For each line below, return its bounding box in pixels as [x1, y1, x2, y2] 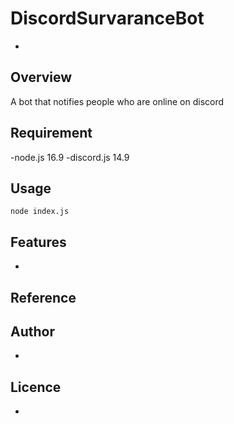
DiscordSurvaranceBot [10, 7, 205, 30]
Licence [10, 378, 62, 396]
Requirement [10, 125, 93, 142]
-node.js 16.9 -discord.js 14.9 [10, 151, 130, 163]
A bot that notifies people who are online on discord [10, 95, 225, 107]
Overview [10, 69, 73, 86]
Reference [10, 289, 77, 306]
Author [10, 323, 55, 340]
